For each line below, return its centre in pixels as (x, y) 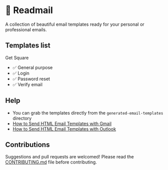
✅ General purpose (33, 67)
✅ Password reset (31, 79)
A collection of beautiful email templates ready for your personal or (75, 24)
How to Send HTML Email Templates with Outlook (64, 129)
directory (22, 118)
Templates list (28, 46)
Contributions (27, 145)
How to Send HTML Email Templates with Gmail (62, 124)
